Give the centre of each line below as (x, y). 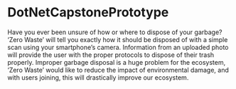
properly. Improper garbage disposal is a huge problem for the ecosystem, (117, 62)
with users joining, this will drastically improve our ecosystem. (98, 77)
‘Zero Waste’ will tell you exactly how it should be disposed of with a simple (118, 39)
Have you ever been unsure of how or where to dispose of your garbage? (115, 32)
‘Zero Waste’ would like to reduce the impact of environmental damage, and (118, 70)
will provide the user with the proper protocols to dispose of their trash (111, 55)
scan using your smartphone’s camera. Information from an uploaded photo (118, 47)
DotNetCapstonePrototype (88, 12)
